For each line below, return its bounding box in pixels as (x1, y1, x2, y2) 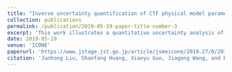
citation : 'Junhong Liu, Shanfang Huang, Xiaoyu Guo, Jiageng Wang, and (7, 55, 221, 62)
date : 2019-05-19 (7, 36, 57, 43)
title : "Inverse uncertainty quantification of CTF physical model (7, 10, 206, 17)
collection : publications (7, 16, 81, 23)
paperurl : (7, 49, 36, 56)
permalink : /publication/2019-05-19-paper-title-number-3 (7, 23, 177, 29)
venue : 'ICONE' (7, 42, 51, 49)
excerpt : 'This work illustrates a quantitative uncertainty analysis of (7, 29, 224, 36)
